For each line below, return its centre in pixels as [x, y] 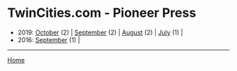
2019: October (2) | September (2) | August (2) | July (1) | [100, 32]
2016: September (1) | [49, 39]
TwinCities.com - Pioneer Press [102, 13]
